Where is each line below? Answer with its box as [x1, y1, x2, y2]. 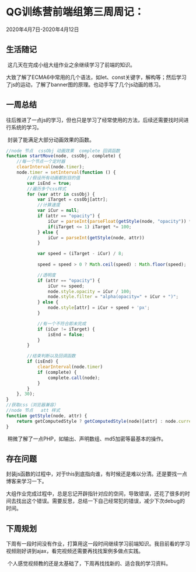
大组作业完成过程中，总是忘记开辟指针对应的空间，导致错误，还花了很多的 [6, 490, 185, 497]
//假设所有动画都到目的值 [27, 175, 80, 181]
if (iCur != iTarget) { [37, 326, 95, 332]
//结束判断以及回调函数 [27, 353, 76, 359]
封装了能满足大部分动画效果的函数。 [7, 136, 94, 143]
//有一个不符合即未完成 [37, 321, 86, 326]
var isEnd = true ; [27, 180, 72, 186]
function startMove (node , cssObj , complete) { [6, 153, 121, 159]
